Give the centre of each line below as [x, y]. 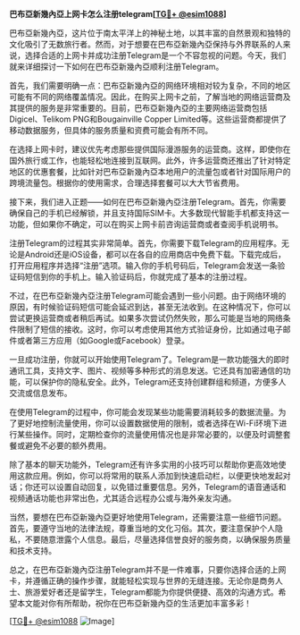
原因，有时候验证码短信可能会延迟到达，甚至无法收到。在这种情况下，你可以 [150, 307]
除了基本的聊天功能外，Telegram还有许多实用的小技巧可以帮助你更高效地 [144, 465]
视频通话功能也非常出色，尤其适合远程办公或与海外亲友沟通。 [123, 498]
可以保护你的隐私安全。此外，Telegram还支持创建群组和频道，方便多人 [155, 382]
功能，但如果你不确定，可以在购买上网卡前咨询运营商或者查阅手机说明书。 [146, 224]
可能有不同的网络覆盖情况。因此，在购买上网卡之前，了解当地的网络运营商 [146, 97]
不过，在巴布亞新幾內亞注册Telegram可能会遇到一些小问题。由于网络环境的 [148, 296]
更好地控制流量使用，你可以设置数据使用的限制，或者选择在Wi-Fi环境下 [148, 423]
